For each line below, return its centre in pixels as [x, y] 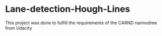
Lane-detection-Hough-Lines [68, 9]
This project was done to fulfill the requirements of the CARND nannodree [81, 23]
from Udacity [19, 28]
